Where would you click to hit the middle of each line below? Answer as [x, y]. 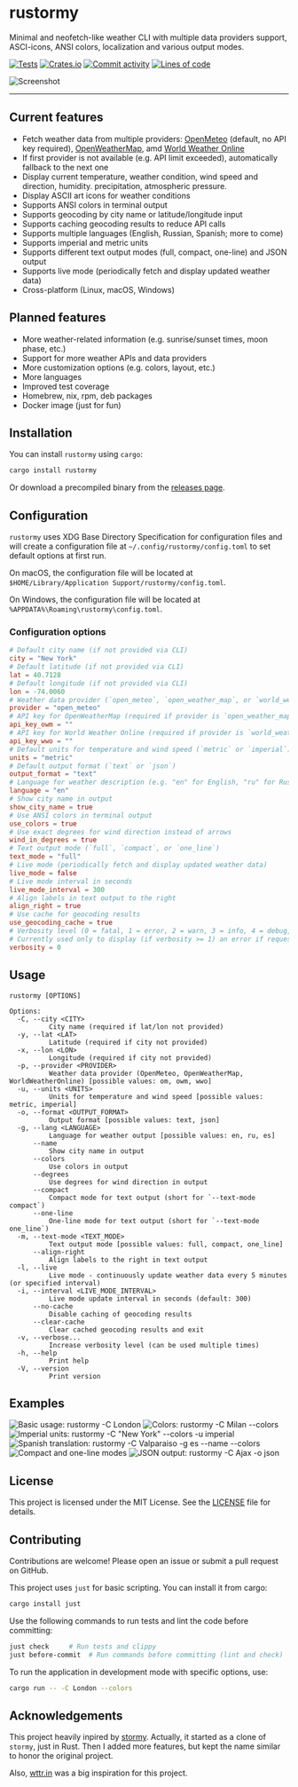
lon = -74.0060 [37, 692]
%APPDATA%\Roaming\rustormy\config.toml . [86, 609]
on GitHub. [29, 1570]
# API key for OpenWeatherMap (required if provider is [114, 716]
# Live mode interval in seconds [71, 882]
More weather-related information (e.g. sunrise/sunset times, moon [145, 339]
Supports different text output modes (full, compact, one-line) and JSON [154, 252]
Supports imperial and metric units [85, 242]
